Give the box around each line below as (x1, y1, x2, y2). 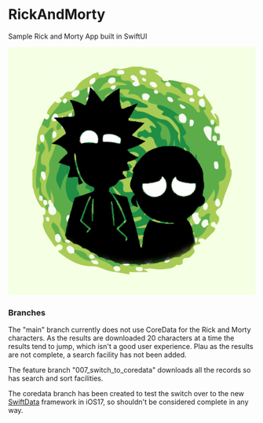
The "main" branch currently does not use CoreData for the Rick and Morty (8, 325, 251, 335)
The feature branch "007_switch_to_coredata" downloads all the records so (8, 366, 251, 375)
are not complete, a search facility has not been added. (8, 350, 187, 359)
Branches (8, 307, 46, 318)
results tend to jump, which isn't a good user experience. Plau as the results (8, 342, 254, 351)
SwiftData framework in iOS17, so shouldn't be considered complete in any (8, 397, 249, 406)
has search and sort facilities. (8, 373, 104, 383)
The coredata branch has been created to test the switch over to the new (8, 389, 245, 399)
